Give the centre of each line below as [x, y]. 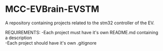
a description [19, 38]
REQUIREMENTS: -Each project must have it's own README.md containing [82, 32]
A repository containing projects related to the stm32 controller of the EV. [80, 23]
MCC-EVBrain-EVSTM [52, 9]
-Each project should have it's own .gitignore [51, 43]
